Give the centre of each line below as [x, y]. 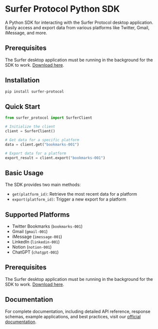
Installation [22, 81]
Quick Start [23, 106]
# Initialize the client [30, 127]
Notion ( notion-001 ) [32, 247]
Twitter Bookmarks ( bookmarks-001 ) [47, 226]
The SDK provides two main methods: [43, 185]
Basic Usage [24, 173]
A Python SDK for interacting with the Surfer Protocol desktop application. [79, 22]
